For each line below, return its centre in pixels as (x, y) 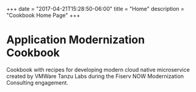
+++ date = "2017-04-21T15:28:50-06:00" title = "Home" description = (96, 9)
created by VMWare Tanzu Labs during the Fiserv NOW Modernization (95, 76)
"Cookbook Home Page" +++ (43, 15)
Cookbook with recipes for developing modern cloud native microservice (98, 69)
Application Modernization (76, 40)
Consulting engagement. (37, 82)
